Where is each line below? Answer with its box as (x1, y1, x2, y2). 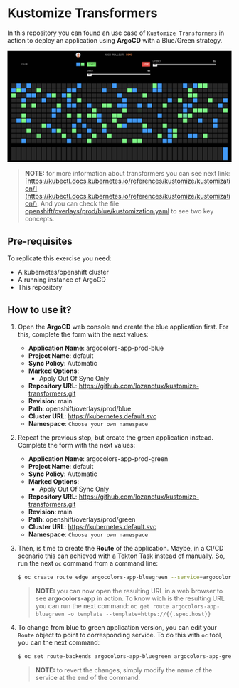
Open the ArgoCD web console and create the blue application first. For (17, 322, 229, 332)
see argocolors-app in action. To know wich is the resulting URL (35, 594, 225, 603)
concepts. (24, 215, 55, 223)
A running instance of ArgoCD (17, 275, 107, 284)
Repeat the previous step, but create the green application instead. (17, 433, 214, 442)
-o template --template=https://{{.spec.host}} (67, 610, 211, 618)
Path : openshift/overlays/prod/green (28, 515, 136, 524)
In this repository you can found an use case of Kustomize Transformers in (7, 28, 225, 37)
